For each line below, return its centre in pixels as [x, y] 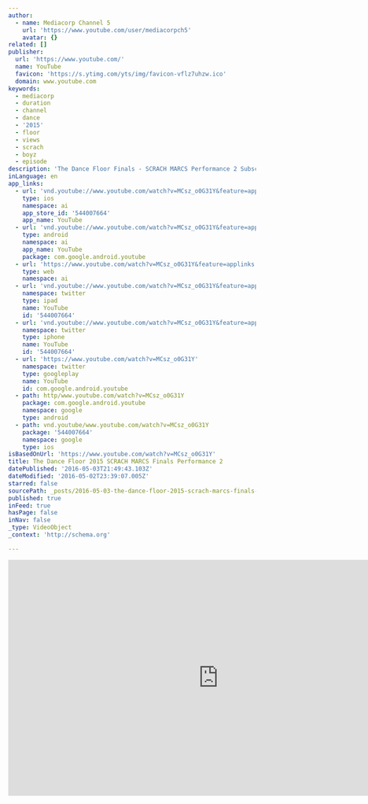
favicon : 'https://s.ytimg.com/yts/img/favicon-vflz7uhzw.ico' [121, 74]
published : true [35, 498]
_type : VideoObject [40, 528]
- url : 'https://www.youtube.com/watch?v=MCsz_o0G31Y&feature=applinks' [137, 264]
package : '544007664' [57, 432]
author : [21, 15]
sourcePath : [28, 491]
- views [28, 140]
